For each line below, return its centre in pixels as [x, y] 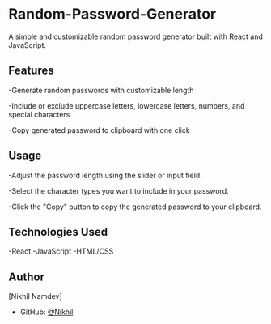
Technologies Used [58, 232]
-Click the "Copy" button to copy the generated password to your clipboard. [135, 207]
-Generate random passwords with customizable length [101, 90]
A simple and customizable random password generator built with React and [135, 36]
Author [26, 277]
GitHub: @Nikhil [47, 312]
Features [31, 71]
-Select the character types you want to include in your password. [119, 190]
